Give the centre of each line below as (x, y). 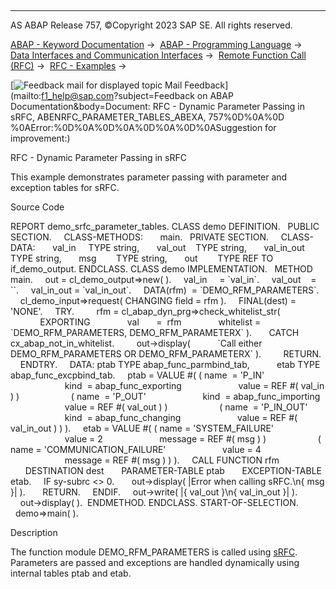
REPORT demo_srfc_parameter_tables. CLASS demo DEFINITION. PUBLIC (165, 226)
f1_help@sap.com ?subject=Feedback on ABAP (137, 95)
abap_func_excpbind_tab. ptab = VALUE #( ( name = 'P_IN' (137, 375)
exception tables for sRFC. (65, 187)
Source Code (37, 207)
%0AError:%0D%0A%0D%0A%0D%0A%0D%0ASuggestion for (143, 127)
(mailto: (26, 95)
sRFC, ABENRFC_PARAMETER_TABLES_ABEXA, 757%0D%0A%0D (147, 117)
